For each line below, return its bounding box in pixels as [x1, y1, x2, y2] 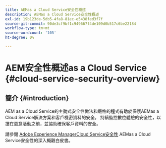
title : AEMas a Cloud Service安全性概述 [5, 7, 86, 12]
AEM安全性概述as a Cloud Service [5, 63, 147, 74]
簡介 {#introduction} [5, 94, 69, 102]
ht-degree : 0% [5, 35, 35, 40]
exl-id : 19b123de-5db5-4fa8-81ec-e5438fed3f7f [5, 16, 103, 21]
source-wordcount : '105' [5, 30, 56, 35]
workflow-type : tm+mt [5, 26, 50, 31]
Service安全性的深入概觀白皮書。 [5, 137, 73, 143]
